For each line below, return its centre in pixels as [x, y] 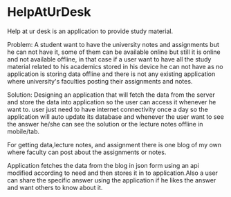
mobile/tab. [24, 131]
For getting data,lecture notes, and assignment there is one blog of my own [114, 144]
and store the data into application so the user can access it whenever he [112, 102]
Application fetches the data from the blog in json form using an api [103, 165]
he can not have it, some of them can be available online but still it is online [114, 52]
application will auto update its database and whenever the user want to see [116, 116]
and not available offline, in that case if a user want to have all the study [109, 59]
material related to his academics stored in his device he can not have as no [115, 66]
